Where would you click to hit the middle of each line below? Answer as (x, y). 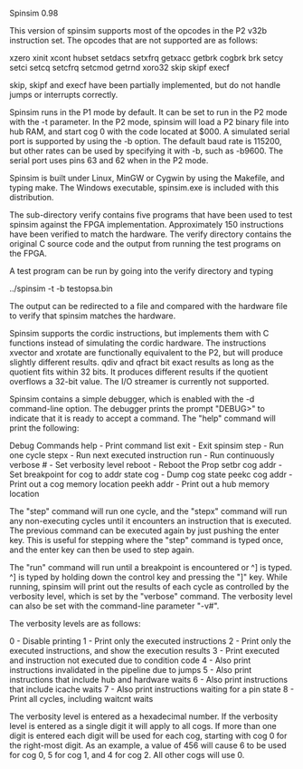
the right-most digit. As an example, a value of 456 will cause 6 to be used (148, 745)
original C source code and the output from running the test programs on (145, 243)
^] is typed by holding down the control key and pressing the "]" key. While (148, 577)
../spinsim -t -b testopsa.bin (61, 288)
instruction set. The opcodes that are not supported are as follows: (134, 40)
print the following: (44, 428)
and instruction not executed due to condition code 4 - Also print (130, 660)
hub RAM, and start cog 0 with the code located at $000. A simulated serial (150, 131)
